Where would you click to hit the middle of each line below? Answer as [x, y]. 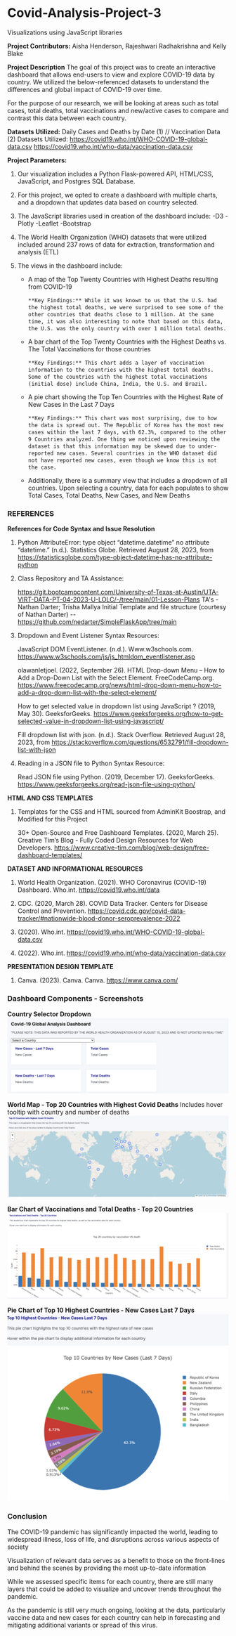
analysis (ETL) [38, 252]
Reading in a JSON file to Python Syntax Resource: [91, 763]
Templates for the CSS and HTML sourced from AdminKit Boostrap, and [122, 812]
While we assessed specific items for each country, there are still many [110, 1581]
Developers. [35, 848]
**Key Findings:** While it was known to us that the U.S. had [123, 300]
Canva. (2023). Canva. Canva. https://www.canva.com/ [98, 980]
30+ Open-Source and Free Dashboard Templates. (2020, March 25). [118, 833]
